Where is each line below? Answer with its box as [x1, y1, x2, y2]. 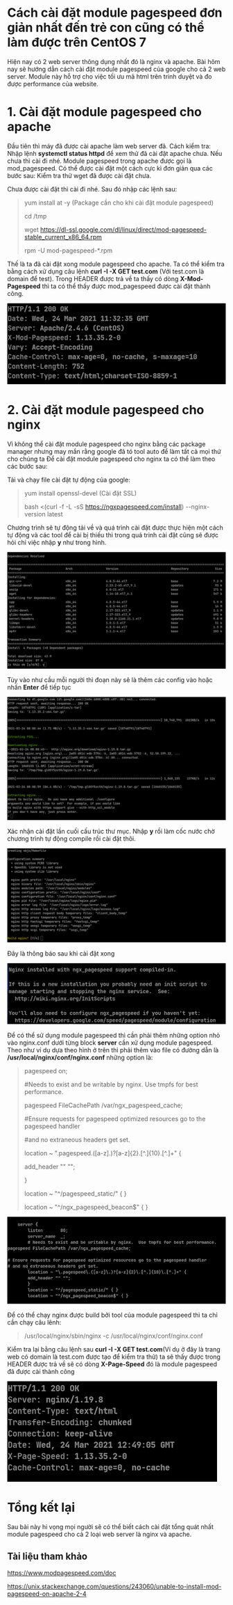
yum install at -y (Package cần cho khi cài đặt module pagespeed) [24, 198, 214, 207]
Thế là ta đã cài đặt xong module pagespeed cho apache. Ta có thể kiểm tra [7, 260, 225, 268]
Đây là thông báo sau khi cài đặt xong [7, 949, 115, 958]
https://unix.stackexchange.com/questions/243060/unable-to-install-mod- [7, 1582, 222, 1591]
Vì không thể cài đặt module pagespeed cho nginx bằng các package [7, 440, 206, 448]
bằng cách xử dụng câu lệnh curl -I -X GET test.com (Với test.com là [7, 267, 205, 276]
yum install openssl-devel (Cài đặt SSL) [24, 489, 137, 497]
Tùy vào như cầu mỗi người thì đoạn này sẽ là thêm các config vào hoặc [7, 675, 213, 683]
